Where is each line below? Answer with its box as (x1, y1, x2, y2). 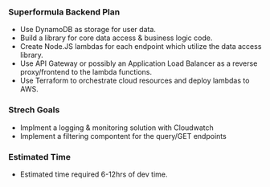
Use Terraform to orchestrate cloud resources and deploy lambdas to (19, 75, 250, 86)
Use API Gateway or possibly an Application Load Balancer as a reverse (19, 59, 258, 68)
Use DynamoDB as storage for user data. (19, 25, 157, 35)
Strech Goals (8, 104, 60, 116)
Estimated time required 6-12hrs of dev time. (19, 169, 168, 179)
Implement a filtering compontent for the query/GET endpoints (19, 131, 227, 140)
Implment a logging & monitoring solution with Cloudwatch (19, 123, 215, 132)
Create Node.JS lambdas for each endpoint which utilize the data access (19, 42, 262, 51)
